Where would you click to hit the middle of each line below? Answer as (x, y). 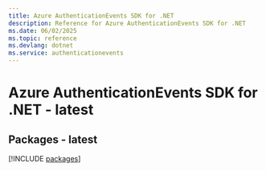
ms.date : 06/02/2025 (43, 31)
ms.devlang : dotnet (41, 46)
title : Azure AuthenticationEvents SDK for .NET (91, 16)
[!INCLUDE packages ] (45, 159)
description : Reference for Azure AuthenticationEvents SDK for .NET (127, 23)
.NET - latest (51, 110)
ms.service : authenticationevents (66, 53)
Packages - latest (53, 139)
